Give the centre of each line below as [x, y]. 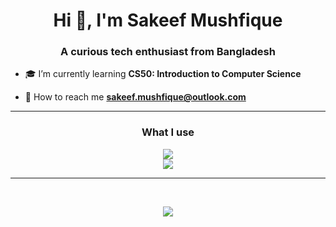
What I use [168, 132]
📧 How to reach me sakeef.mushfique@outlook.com [135, 97]
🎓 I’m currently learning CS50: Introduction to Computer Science [163, 74]
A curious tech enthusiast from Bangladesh [168, 52]
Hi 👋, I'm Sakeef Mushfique [168, 20]
